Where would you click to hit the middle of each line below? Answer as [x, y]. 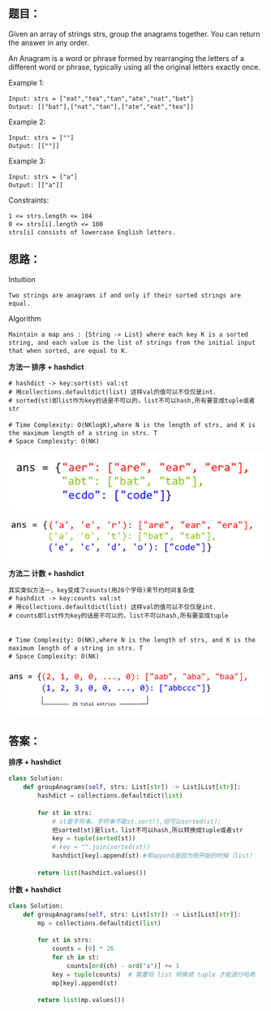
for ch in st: [75, 957]
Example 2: [27, 122]
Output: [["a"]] [36, 185]
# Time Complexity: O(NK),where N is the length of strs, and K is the [132, 640]
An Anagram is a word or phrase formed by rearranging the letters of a [127, 58]
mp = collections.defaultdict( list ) [99, 923]
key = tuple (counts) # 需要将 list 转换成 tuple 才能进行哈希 [153, 974]
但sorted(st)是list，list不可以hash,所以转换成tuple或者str [147, 830]
